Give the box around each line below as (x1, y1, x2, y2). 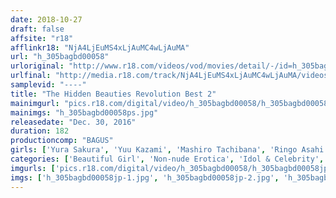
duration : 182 (10, 126, 70, 136)
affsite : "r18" (10, 33, 74, 43)
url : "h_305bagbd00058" (10, 52, 110, 62)
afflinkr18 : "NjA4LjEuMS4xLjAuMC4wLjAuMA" (10, 42, 190, 53)
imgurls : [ (10, 163, 56, 173)
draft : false (10, 24, 65, 34)
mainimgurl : (10, 98, 60, 108)
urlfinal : (10, 71, 52, 81)
